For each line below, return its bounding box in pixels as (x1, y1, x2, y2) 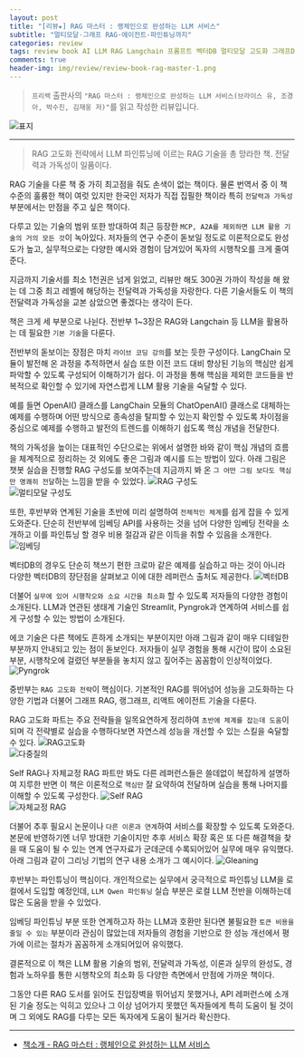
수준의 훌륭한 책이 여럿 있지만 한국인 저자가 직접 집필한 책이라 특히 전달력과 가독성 (9, 189, 293, 200)
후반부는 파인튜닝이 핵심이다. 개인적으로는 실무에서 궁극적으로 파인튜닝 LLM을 (9, 874, 285, 885)
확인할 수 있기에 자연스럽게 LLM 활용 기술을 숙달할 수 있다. (40, 380, 247, 391)
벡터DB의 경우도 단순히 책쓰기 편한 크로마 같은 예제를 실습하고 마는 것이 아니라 (9, 559, 286, 570)
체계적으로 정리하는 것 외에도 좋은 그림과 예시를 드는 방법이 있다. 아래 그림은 (18, 452, 287, 463)
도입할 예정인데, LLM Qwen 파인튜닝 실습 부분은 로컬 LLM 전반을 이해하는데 (33, 885, 292, 896)
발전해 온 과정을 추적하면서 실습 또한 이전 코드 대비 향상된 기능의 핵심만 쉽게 (25, 357, 294, 368)
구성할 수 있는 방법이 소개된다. (18, 613, 126, 624)
